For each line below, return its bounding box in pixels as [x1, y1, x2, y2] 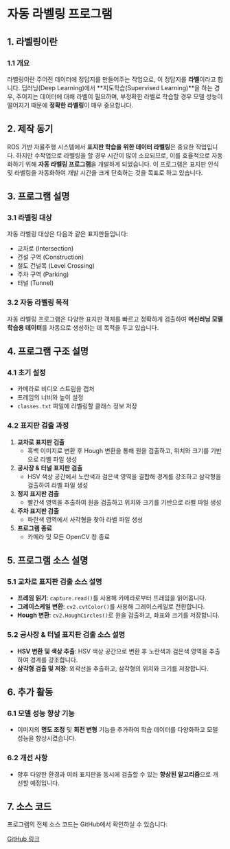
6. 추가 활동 [7, 686, 54, 698]
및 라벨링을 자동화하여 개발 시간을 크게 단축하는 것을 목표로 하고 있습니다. [7, 168, 203, 176]
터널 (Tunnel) [16, 279, 54, 287]
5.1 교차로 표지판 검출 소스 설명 [7, 576, 102, 586]
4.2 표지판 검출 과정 [7, 421, 69, 430]
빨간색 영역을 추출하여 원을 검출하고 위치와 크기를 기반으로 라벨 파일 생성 [27, 498, 222, 506]
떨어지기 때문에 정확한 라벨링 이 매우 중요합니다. [7, 101, 134, 109]
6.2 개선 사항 [7, 753, 48, 763]
